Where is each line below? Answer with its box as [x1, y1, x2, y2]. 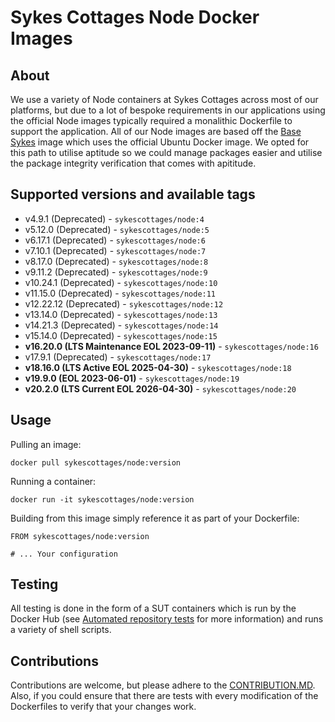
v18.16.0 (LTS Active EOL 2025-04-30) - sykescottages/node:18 [24, 361, 292, 373]
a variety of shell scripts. [10, 624, 112, 636]
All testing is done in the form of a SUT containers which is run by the [10, 602, 297, 615]
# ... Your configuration [10, 549, 118, 559]
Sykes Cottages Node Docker [10, 6, 260, 29]
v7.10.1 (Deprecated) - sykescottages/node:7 [24, 244, 207, 256]
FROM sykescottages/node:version [10, 531, 150, 541]
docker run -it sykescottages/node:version [10, 494, 195, 505]
